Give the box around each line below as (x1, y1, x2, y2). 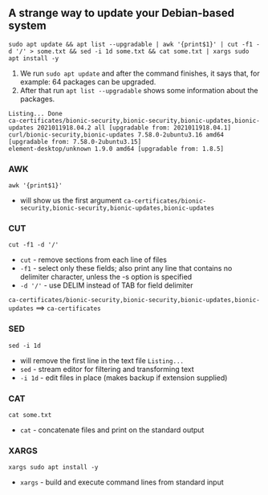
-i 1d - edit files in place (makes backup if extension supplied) (19, 373, 228, 382)
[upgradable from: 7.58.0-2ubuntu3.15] (8, 137, 142, 145)
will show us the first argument (19, 196, 122, 206)
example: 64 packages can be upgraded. (19, 76, 156, 87)
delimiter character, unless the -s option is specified (19, 272, 193, 282)
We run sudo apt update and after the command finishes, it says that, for (19, 68, 260, 78)
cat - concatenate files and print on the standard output (19, 425, 205, 435)
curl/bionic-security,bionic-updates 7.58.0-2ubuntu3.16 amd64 (8, 130, 225, 139)
